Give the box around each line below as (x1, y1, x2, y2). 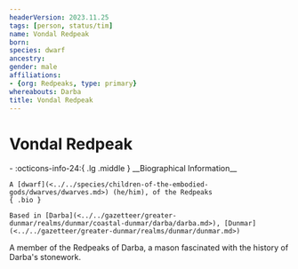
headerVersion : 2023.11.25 (9, 12, 109, 22)
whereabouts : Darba (9, 87, 82, 96)
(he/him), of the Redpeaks (112, 188, 213, 197)
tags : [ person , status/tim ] (9, 21, 114, 30)
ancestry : (9, 54, 46, 63)
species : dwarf (9, 46, 66, 55)
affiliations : (9, 71, 62, 80)
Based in (9, 211, 42, 220)
